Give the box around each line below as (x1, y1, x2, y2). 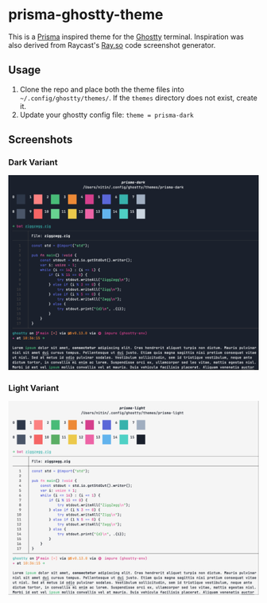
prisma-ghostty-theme (8, 6, 164, 24)
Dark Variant (8, 157, 58, 168)
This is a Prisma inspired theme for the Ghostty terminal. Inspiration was (8, 32, 245, 41)
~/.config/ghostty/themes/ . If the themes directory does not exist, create (19, 93, 258, 103)
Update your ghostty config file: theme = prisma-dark (19, 110, 195, 119)
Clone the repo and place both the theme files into (19, 84, 184, 94)
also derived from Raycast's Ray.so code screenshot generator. (8, 40, 216, 49)
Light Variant (8, 382, 60, 393)
